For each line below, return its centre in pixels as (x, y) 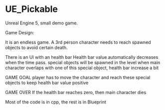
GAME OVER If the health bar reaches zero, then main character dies (76, 92)
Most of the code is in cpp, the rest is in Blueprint (56, 102)
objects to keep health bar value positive (47, 83)
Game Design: (20, 32)
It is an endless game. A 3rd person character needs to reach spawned (78, 42)
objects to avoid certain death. (36, 47)
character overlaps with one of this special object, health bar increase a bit (82, 68)
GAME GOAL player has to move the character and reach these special (78, 77)
